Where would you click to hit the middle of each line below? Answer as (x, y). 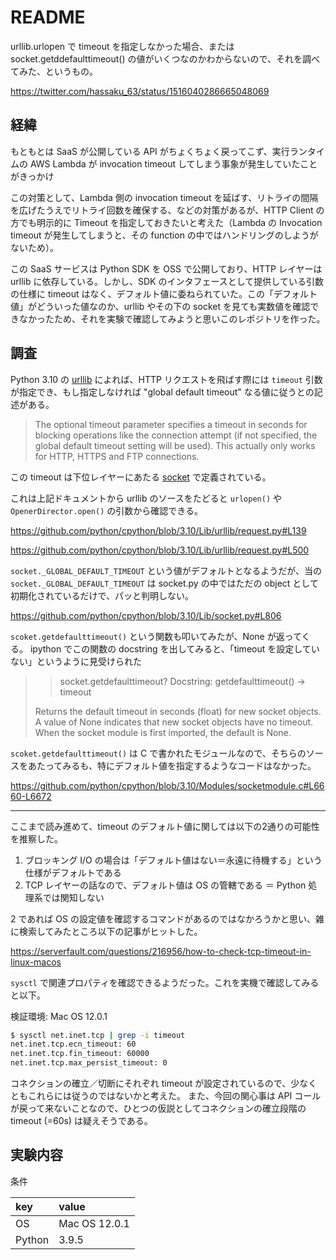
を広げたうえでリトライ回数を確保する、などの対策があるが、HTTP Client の (167, 210)
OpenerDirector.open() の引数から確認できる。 (107, 510)
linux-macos (36, 962)
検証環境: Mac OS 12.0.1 (59, 1016)
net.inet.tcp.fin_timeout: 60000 (80, 1054)
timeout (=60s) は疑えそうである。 (81, 1121)
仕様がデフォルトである (73, 872)
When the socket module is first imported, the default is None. (163, 732)
